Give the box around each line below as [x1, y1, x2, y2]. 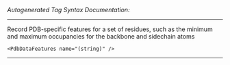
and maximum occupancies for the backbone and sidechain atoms [7, 32, 195, 40]
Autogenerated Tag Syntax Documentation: [7, 6, 130, 14]
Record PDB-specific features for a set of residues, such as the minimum [7, 25, 214, 33]
